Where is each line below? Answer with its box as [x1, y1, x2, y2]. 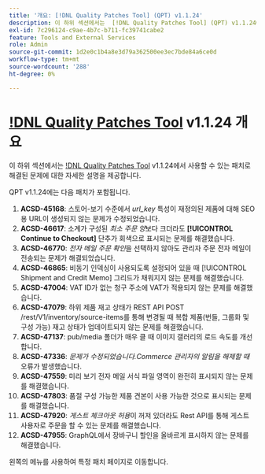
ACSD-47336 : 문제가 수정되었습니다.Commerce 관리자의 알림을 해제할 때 [20, 351, 250, 361]
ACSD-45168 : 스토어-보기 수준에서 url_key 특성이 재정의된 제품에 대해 [20, 204, 239, 213]
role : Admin [9, 41, 48, 49]
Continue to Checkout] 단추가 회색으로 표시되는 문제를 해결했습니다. [20, 233, 235, 243]
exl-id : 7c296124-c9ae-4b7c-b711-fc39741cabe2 [9, 26, 164, 34]
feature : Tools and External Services [9, 33, 136, 42]
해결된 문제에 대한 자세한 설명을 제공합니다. [9, 170, 142, 180]
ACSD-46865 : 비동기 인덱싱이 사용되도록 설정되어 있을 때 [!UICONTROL [20, 263, 247, 272]
